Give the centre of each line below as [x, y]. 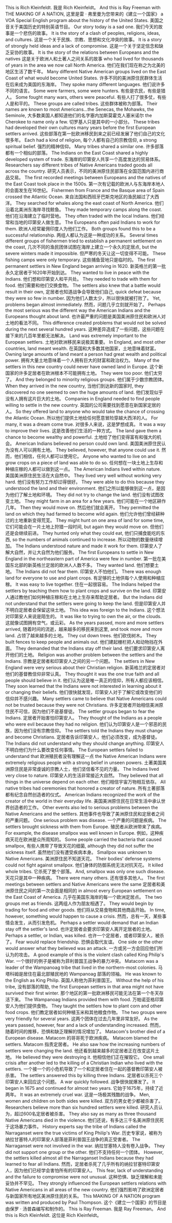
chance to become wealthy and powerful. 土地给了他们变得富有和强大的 [81, 437]
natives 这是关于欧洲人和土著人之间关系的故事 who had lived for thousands [84, 59]
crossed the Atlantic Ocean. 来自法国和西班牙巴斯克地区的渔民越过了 [78, 197]
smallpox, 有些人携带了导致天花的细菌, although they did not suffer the [80, 846]
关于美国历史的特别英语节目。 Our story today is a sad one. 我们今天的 [84, 27]
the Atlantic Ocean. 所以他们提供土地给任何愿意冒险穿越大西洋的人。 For [82, 418]
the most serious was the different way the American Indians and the [78, 310]
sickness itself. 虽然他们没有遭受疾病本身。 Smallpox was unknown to [79, 852]
